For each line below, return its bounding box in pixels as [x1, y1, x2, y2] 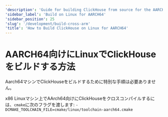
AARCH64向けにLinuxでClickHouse [5, 49, 156, 60]
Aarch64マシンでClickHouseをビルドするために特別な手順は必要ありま [5, 79, 151, 85]
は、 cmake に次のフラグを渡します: [5, 102, 75, 108]
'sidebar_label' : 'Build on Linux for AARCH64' [5, 12, 106, 17]
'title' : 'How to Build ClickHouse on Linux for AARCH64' [5, 26, 128, 31]
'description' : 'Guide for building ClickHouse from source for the [5, 7, 151, 12]
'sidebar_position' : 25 [5, 16, 55, 21]
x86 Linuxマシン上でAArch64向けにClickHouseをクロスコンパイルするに [5, 96, 155, 102]
